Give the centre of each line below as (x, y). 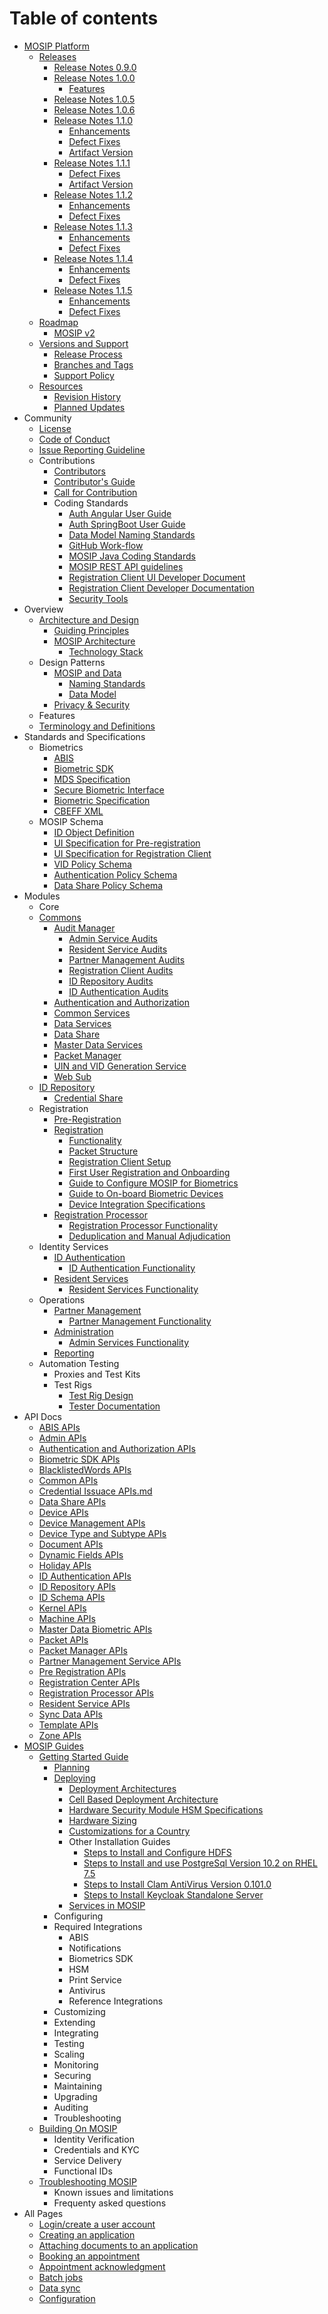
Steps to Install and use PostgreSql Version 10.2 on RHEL (200, 1863)
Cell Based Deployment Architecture (143, 1799)
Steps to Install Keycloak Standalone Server (173, 1894)
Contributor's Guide (94, 481)
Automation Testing (79, 1363)
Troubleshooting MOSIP (87, 2181)
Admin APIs (62, 1438)
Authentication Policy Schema (115, 874)
